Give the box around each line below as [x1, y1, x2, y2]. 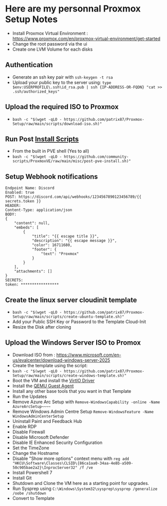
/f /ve [79, 465, 93, 470]
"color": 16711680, [31, 242, 72, 248]
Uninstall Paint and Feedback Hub [12, 418, 82, 424]
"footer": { [31, 247, 57, 252]
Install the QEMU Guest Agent [12, 383, 74, 389]
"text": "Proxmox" [40, 251, 79, 257]
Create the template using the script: [12, 362, 88, 368]
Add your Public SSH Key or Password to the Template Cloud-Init [12, 319, 146, 325]
